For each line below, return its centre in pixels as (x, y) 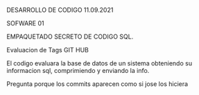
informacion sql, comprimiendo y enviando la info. (78, 71)
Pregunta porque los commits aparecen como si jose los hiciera (97, 84)
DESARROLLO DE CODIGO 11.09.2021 (60, 10)
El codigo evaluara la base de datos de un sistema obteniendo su (99, 63)
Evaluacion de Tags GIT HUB (48, 50)
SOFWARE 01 (25, 23)
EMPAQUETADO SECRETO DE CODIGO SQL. (70, 36)
